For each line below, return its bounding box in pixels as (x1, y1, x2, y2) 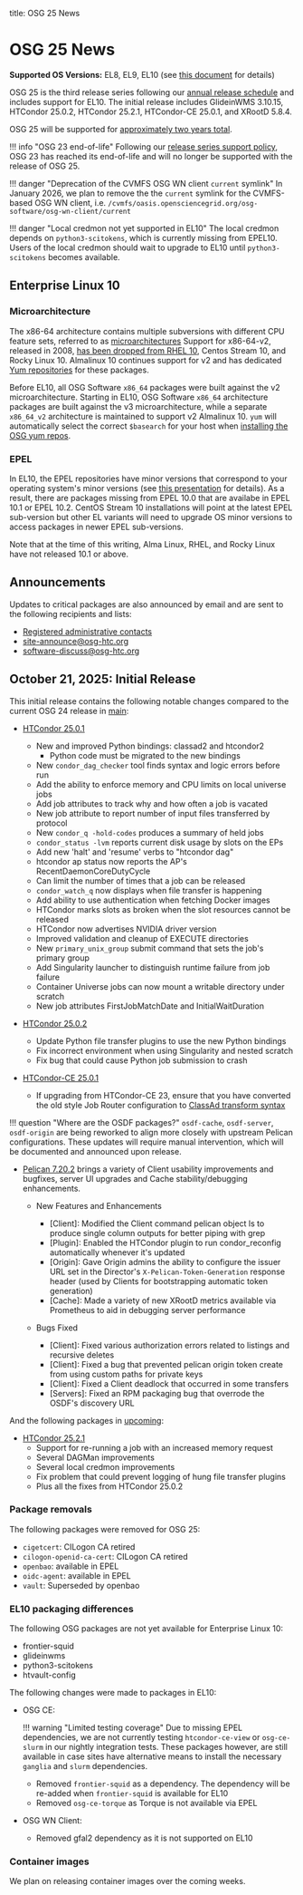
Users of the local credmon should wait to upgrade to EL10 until (9, 242, 246, 253)
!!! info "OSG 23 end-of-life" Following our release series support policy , (9, 140, 279, 152)
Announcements (9, 575, 106, 590)
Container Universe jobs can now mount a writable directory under (35, 981, 285, 991)
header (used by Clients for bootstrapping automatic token (49, 1275, 269, 1286)
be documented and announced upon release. (9, 1146, 183, 1156)
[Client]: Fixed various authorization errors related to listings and (49, 1339, 290, 1350)
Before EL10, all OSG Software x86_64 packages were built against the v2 (9, 382, 280, 392)
